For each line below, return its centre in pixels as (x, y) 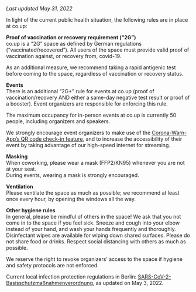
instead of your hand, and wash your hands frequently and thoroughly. (91, 229)
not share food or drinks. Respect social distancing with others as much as (96, 242)
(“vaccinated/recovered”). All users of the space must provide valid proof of (98, 50)
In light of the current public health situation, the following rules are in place (97, 20)
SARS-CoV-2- (154, 277)
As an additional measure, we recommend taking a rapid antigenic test (91, 67)
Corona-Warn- (169, 133)
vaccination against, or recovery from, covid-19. (64, 56)
